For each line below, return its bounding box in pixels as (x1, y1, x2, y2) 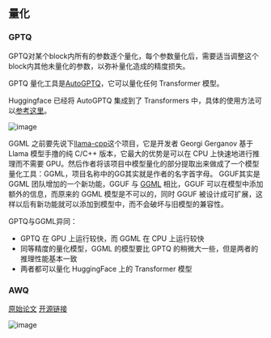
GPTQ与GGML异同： (8, 216, 78, 226)
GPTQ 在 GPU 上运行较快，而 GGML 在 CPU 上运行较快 (19, 233, 205, 243)
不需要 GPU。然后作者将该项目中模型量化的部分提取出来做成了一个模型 (22, 158, 260, 168)
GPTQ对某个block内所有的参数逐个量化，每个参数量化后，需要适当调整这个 (8, 51, 259, 61)
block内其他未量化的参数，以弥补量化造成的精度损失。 (8, 61, 190, 70)
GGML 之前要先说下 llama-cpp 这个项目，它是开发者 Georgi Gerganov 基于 (8, 138, 253, 148)
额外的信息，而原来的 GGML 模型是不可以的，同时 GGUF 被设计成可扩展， (8, 188, 256, 199)
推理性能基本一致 (19, 253, 78, 264)
